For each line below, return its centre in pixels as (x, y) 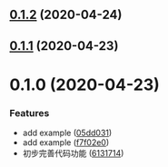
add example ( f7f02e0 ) (66, 142)
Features (30, 113)
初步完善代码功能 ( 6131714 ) (73, 153)
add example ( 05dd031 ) (67, 133)
